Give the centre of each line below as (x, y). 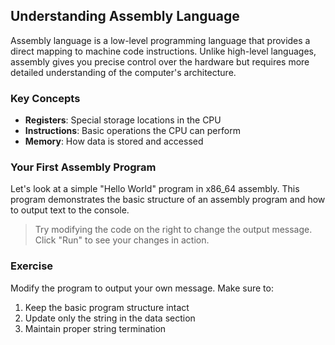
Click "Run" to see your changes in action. (122, 240)
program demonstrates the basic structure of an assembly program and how (168, 200)
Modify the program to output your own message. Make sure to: (142, 288)
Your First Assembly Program (83, 167)
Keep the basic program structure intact (107, 307)
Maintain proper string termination (95, 328)
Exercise (32, 266)
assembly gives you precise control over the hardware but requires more (160, 61)
